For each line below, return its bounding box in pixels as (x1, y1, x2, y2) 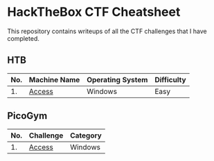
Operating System (86, 75, 148, 84)
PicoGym (7, 110, 48, 122)
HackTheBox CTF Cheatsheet (7, 4, 181, 20)
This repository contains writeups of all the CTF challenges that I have (7, 27, 207, 35)
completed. (7, 34, 39, 42)
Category (70, 131, 102, 140)
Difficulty (154, 75, 186, 84)
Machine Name (28, 75, 80, 84)
